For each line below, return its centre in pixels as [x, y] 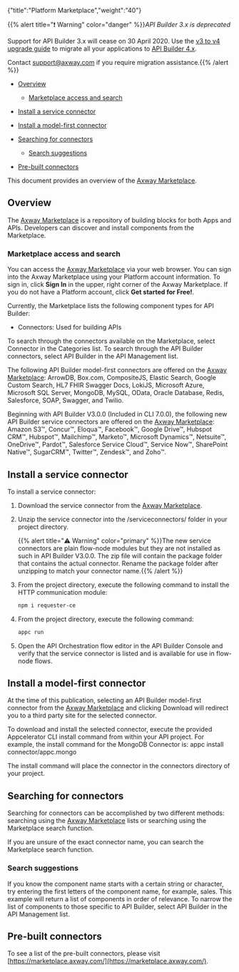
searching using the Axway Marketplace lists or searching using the [107, 821]
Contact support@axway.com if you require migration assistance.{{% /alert [118, 62]
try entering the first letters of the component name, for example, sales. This [119, 891]
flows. [44, 661]
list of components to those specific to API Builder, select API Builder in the [117, 906]
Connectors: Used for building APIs [70, 327]
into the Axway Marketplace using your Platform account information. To [114, 277]
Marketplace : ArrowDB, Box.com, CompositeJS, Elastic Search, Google [112, 378]
